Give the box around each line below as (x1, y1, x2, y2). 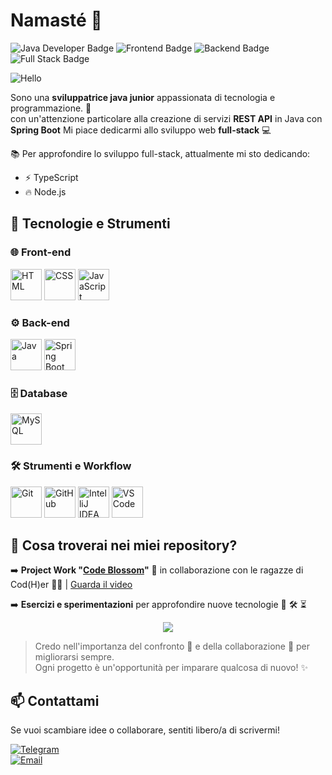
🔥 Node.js (24, 185, 67, 198)
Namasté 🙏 (10, 9, 103, 32)
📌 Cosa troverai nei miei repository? (10, 537, 238, 554)
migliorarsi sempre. (34, 651, 115, 663)
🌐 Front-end (10, 245, 72, 259)
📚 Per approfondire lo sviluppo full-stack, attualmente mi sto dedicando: (10, 147, 311, 159)
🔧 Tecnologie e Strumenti (10, 215, 171, 233)
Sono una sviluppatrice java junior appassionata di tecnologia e (10, 91, 276, 103)
